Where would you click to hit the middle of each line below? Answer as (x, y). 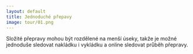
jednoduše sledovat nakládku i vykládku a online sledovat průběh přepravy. (97, 45)
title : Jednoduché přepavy (39, 17)
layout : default (26, 11)
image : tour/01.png (30, 22)
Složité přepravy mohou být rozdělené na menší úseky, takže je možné (92, 39)
